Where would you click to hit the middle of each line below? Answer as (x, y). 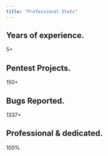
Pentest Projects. (38, 68)
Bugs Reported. (35, 101)
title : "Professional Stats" (42, 11)
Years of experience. (45, 36)
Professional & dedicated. (55, 133)
